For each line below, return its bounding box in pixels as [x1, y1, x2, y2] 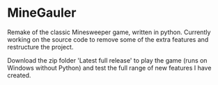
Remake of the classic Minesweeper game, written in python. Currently [7, 28, 211, 36]
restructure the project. [7, 42, 74, 51]
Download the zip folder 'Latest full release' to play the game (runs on [7, 56, 208, 64]
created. [7, 71, 31, 79]
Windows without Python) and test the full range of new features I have [7, 63, 212, 72]
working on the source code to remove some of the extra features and [7, 35, 209, 43]
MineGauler [7, 5, 77, 21]
